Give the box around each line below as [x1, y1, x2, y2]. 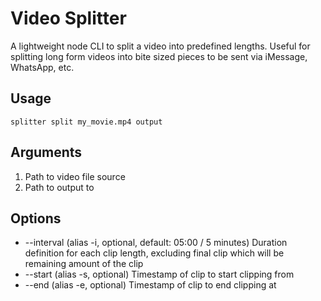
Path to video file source [24, 170, 126, 182]
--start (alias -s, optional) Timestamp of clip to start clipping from [24, 268, 295, 281]
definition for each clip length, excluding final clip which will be [24, 247, 285, 259]
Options [10, 210, 62, 227]
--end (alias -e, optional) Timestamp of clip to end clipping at [24, 279, 277, 291]
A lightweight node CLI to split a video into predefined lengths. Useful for [10, 40, 311, 52]
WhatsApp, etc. [10, 61, 75, 73]
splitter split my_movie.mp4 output [10, 117, 163, 127]
